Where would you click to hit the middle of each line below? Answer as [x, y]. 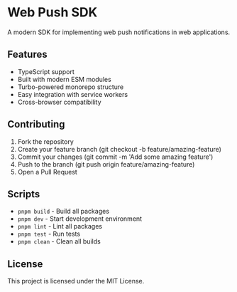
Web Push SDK [53, 12]
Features [27, 54]
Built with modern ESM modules [64, 79]
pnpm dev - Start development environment [80, 219]
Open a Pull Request [48, 172]
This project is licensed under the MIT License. [76, 281]
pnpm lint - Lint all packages [60, 226]
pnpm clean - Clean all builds [59, 241]
